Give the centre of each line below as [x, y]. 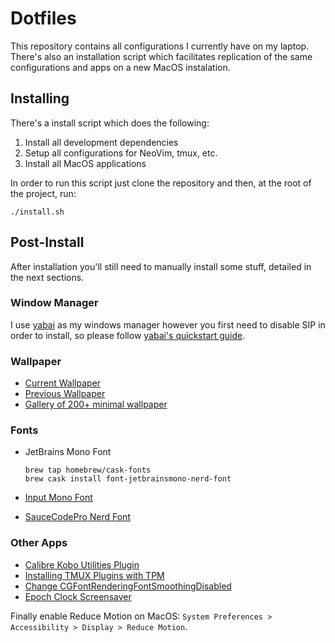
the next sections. [47, 277]
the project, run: [43, 193]
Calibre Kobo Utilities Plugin [82, 564]
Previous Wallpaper [65, 394]
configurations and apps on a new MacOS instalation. [120, 67]
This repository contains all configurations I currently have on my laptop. [160, 46]
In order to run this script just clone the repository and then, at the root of [161, 183]
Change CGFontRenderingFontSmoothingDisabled [128, 586]
